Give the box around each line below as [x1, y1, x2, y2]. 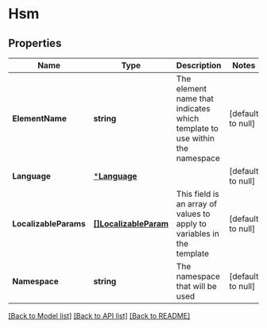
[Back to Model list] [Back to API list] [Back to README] [8, 311, 191, 320]
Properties [8, 37, 62, 50]
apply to [176, 218, 207, 229]
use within [176, 133, 215, 144]
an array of [176, 199, 217, 209]
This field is [176, 188, 220, 199]
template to [176, 123, 219, 133]
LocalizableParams [12, 218, 86, 229]
